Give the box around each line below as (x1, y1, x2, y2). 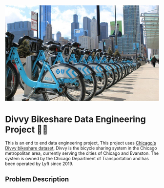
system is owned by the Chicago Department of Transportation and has (5, 156, 149, 162)
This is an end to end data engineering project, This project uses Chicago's (5, 140, 156, 146)
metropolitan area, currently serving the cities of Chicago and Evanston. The (5, 150, 159, 156)
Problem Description (5, 175, 69, 183)
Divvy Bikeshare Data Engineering (5, 113, 146, 125)
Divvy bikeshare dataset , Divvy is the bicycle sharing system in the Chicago (5, 145, 157, 151)
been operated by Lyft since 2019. (5, 161, 74, 167)
